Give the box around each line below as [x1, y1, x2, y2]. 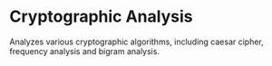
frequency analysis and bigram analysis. [9, 45, 160, 56]
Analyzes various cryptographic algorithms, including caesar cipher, [9, 36, 265, 47]
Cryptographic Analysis [9, 6, 193, 27]
